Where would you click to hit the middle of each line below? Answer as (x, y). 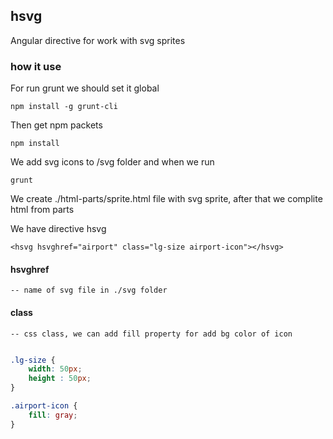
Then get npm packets (56, 125)
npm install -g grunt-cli (64, 107)
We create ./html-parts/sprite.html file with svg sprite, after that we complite (166, 199)
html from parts (42, 210)
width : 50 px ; (55, 369)
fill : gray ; (53, 415)
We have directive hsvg (58, 229)
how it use (36, 66)
